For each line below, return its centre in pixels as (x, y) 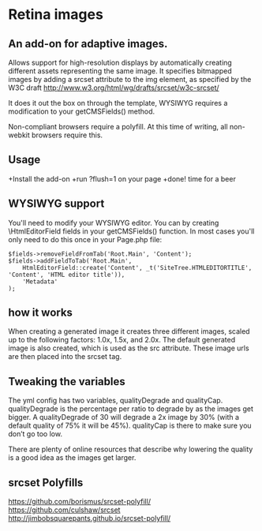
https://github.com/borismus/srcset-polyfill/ (80, 502)
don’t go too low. (36, 434)
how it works (41, 313)
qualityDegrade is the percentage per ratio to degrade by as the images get (131, 409)
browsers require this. (67, 135)
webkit (19, 135)
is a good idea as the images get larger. (72, 458)
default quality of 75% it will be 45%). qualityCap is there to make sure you (130, 426)
